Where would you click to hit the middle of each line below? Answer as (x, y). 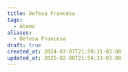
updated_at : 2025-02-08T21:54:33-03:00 (64, 58)
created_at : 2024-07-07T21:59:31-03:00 (64, 52)
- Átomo (24, 26)
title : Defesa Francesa (41, 13)
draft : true (24, 45)
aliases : (20, 33)
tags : (15, 20)
